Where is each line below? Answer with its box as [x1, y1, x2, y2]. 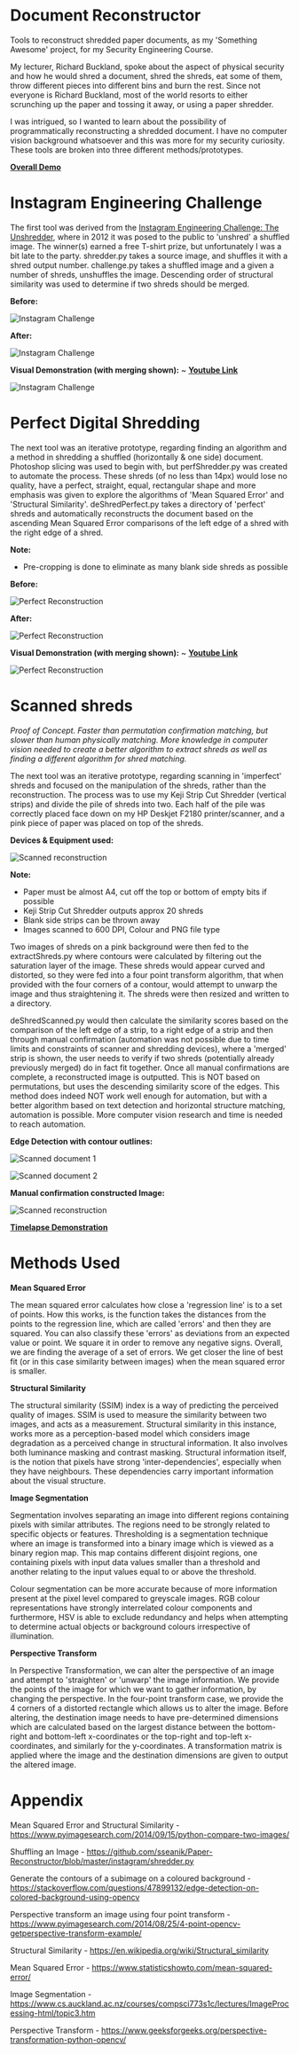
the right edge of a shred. [10, 527, 104, 538]
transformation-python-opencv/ [10, 2034, 127, 2045]
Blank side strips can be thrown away [22, 915, 161, 925]
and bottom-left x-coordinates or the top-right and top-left [28, 1731, 243, 1742]
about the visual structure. [10, 1475, 106, 1486]
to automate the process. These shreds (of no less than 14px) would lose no [10, 470, 287, 481]
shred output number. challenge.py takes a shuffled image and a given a [10, 259, 274, 271]
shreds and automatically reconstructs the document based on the [10, 508, 254, 519]
